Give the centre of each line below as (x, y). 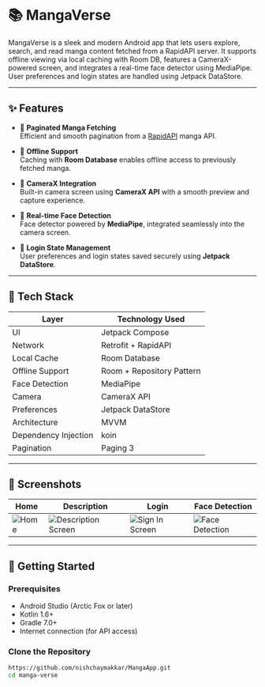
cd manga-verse (33, 676)
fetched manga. (45, 168)
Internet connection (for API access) (78, 631)
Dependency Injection (53, 435)
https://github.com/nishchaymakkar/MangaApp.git (90, 668)
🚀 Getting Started (52, 566)
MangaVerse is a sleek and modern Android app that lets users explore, (124, 42)
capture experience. (52, 200)
